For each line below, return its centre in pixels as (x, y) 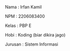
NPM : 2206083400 (25, 16)
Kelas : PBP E (18, 25)
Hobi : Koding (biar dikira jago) (35, 35)
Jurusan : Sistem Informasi (32, 44)
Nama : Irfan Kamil (23, 7)
